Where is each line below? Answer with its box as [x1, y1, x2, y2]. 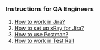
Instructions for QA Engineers [5, 5, 94, 13]
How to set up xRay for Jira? [14, 24, 84, 32]
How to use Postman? [14, 31, 69, 38]
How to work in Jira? [14, 18, 65, 26]
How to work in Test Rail [14, 37, 74, 45]
